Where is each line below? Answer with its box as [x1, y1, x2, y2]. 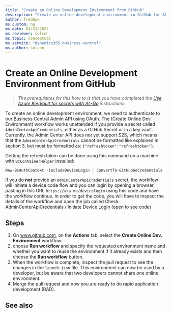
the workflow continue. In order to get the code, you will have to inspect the [5, 193, 164, 199]
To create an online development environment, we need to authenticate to [5, 110, 160, 116]
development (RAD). [12, 286, 55, 293]
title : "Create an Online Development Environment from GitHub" [5, 7, 145, 13]
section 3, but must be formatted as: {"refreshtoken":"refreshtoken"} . [5, 143, 155, 149]
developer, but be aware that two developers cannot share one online [12, 270, 159, 276]
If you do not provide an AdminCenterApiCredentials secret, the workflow [5, 177, 159, 183]
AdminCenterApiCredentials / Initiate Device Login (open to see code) [5, 204, 152, 210]
